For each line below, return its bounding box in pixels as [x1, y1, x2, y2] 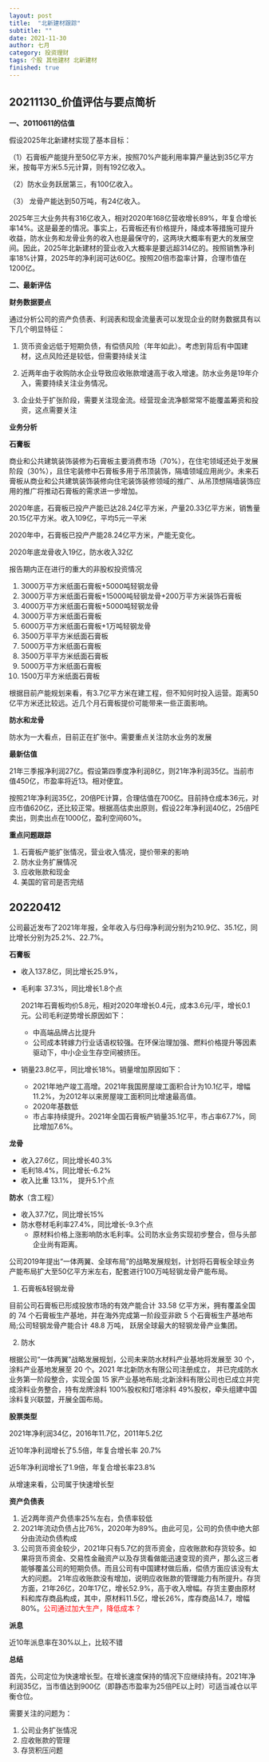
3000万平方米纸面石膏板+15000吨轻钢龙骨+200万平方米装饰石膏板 [20, 591, 242, 601]
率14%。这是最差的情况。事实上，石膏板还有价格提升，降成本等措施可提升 [9, 223, 255, 233]
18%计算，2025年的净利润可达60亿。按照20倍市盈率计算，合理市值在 [15, 253, 247, 262]
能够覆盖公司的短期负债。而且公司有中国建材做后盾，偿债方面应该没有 [20, 1564, 252, 1573]
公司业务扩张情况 [20, 1725, 77, 1736]
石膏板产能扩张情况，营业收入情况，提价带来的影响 [20, 847, 189, 857]
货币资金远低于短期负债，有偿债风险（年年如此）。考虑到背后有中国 [20, 341, 242, 350]
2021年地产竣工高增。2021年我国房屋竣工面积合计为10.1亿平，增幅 [32, 1081, 251, 1092]
